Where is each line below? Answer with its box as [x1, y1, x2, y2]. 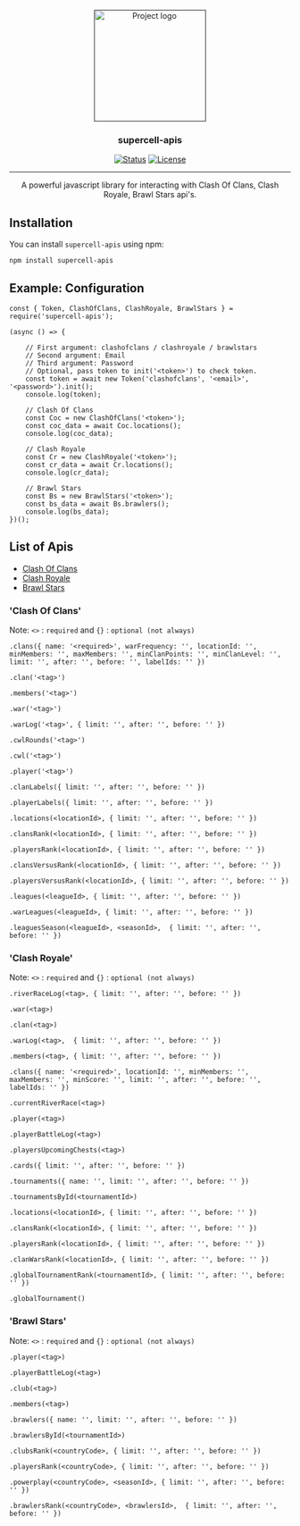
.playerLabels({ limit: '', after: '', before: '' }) [9, 799, 214, 808]
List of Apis [9, 540, 74, 555]
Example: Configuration [9, 281, 145, 296]
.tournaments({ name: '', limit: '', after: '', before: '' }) [9, 1177, 250, 1186]
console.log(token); [25, 390, 102, 398]
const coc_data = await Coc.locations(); [25, 421, 181, 430]
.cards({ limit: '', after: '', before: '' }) [9, 1161, 186, 1170]
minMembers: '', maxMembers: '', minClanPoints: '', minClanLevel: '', [9, 650, 281, 659]
